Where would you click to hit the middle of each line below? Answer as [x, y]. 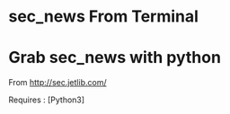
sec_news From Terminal [104, 17]
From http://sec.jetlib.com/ [57, 83]
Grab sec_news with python [115, 58]
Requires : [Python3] [47, 100]
